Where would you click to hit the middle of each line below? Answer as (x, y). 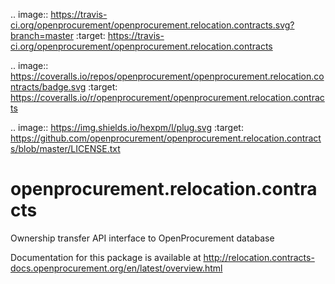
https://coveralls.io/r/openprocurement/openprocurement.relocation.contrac (167, 97)
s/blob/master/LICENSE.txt (65, 148)
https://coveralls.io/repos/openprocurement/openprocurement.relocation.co (167, 76)
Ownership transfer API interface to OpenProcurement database (142, 238)
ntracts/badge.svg (48, 87)
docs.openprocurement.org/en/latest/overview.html (116, 268)
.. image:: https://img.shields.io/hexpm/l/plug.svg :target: (127, 127)
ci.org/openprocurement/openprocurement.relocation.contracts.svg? (152, 25)
